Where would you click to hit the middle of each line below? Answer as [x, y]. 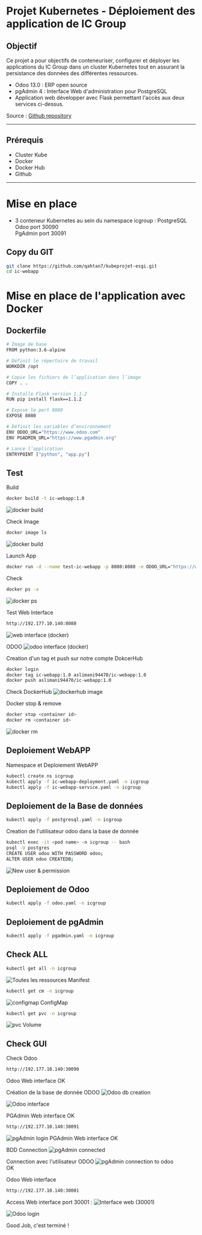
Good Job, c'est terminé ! [38, 1225]
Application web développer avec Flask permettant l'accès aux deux [100, 98]
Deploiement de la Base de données [75, 806]
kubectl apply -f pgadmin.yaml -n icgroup [60, 936]
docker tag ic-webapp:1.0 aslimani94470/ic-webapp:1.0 [76, 675]
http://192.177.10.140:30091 [43, 1127]
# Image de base [26, 345]
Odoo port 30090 [37, 227]
